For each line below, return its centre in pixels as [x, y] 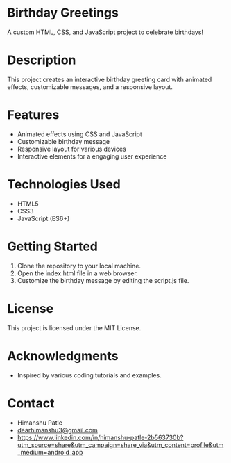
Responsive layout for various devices [71, 149]
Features [33, 115]
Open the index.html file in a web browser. [78, 273]
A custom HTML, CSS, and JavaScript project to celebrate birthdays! [105, 32]
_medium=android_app [50, 452]
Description [42, 60]
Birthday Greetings [63, 13]
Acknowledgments [63, 356]
